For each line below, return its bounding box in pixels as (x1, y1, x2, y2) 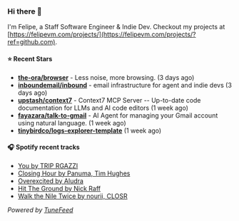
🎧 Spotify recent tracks (7, 143, 80, 152)
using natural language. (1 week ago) (17, 118, 126, 127)
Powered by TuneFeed (7, 205, 73, 214)
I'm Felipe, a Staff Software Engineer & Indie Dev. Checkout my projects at (7, 23, 225, 31)
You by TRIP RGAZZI (17, 161, 78, 170)
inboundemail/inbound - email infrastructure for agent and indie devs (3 (17, 81, 232, 89)
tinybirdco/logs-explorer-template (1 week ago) (17, 126, 162, 135)
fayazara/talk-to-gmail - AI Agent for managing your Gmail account (17, 110, 218, 120)
